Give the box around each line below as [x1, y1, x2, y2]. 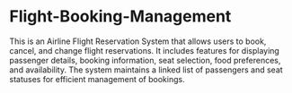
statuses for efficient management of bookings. [9, 73, 186, 84]
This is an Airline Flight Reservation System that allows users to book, [9, 36, 267, 46]
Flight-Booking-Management [9, 6, 232, 27]
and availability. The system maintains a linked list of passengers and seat [9, 64, 283, 75]
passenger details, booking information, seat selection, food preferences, [9, 55, 281, 65]
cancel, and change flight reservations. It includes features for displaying [9, 45, 280, 55]
